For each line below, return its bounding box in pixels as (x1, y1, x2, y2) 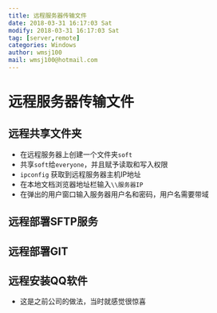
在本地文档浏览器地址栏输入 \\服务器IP (19, 179, 144, 189)
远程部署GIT (8, 245, 69, 258)
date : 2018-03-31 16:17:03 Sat (8, 19, 112, 27)
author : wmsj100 (8, 49, 62, 57)
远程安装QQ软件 (8, 274, 88, 288)
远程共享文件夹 (8, 127, 82, 140)
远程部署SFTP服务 (8, 215, 98, 229)
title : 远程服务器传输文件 (8, 11, 88, 20)
